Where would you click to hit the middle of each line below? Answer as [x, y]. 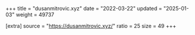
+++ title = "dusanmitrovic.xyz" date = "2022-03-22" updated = [84, 8]
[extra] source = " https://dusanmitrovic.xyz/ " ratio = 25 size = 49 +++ [91, 26]
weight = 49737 [35, 15]
